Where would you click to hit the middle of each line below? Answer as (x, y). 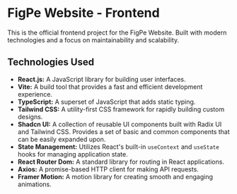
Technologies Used (51, 62)
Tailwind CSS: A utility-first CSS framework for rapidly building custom (121, 109)
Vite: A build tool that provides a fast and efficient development (110, 87)
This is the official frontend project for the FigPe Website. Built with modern (117, 32)
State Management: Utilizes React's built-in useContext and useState (118, 147)
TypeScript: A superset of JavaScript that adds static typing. (106, 102)
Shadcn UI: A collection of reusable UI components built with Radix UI (120, 124)
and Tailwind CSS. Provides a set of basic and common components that (123, 131)
